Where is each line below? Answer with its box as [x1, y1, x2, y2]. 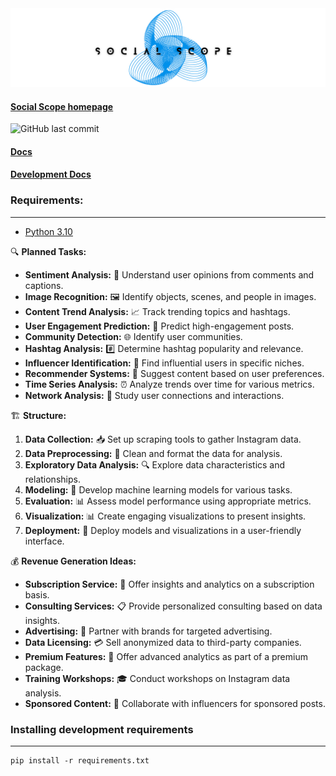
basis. [24, 588, 50, 601]
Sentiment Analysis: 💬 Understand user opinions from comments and [24, 268, 315, 281]
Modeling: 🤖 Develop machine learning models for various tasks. [24, 483, 293, 496]
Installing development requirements [10, 722, 194, 736]
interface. [24, 535, 65, 547]
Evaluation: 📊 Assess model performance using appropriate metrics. [24, 495, 312, 507]
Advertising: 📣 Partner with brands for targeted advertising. [24, 625, 273, 637]
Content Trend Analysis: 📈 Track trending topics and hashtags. [24, 305, 291, 317]
